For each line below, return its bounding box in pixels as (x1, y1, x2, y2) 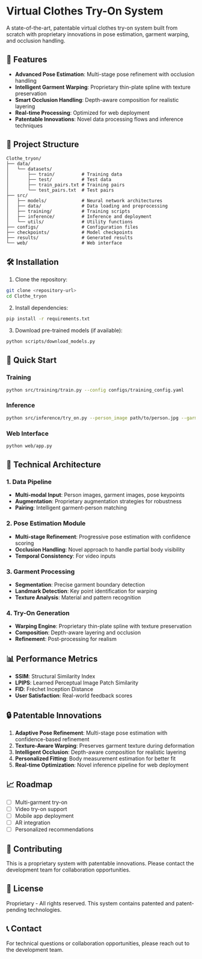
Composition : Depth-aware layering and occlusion (14, 629, 141, 636)
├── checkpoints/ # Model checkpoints (6, 229, 133, 235)
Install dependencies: (14, 304, 69, 311)
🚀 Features (6, 54, 47, 65)
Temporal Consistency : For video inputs (14, 552, 116, 559)
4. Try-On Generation (6, 608, 70, 617)
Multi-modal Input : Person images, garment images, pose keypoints (14, 491, 185, 499)
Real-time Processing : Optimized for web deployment (14, 109, 150, 116)
